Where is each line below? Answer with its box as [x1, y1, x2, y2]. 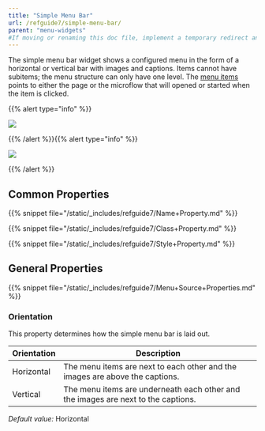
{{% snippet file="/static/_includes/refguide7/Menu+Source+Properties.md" [8, 282, 256, 293]
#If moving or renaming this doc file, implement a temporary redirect [8, 33, 248, 42]
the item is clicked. [8, 89, 69, 99]
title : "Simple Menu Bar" [8, 11, 93, 20]
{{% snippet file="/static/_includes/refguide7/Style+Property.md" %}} [8, 239, 235, 249]
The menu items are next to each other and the [62, 361, 237, 372]
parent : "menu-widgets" [8, 26, 87, 34]
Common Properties [8, 187, 110, 201]
